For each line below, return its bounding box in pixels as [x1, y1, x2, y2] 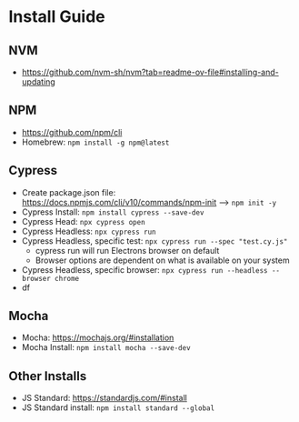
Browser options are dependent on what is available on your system [35, 255, 290, 266]
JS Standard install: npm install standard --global [21, 402, 215, 413]
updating [21, 76, 55, 87]
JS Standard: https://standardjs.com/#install [21, 393, 187, 404]
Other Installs [8, 368, 87, 384]
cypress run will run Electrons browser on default [35, 245, 220, 256]
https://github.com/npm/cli [21, 126, 123, 137]
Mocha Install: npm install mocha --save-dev [21, 342, 192, 353]
